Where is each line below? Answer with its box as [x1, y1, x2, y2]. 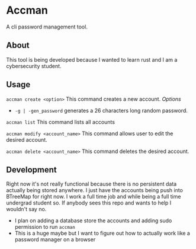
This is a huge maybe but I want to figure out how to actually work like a [14, 229, 191, 237]
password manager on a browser [14, 236, 96, 243]
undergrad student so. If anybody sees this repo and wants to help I [6, 199, 172, 206]
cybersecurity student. [6, 62, 62, 69]
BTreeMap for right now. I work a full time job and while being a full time [6, 193, 181, 200]
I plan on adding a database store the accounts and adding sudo [14, 217, 172, 224]
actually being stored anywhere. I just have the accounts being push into [6, 187, 184, 194]
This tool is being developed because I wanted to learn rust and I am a [6, 56, 178, 63]
